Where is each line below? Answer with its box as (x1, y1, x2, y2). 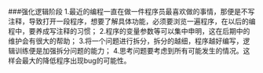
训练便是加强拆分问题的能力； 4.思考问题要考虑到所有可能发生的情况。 (14, 46, 243, 55)
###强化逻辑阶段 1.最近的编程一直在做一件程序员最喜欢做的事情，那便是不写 (8, 7, 255, 16)
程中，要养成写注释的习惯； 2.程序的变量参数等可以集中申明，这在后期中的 (8, 27, 250, 35)
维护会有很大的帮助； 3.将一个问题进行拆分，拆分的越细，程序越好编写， (8, 36, 243, 46)
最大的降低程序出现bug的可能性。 (21, 56, 131, 65)
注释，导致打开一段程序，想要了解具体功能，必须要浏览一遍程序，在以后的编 (8, 16, 256, 26)
